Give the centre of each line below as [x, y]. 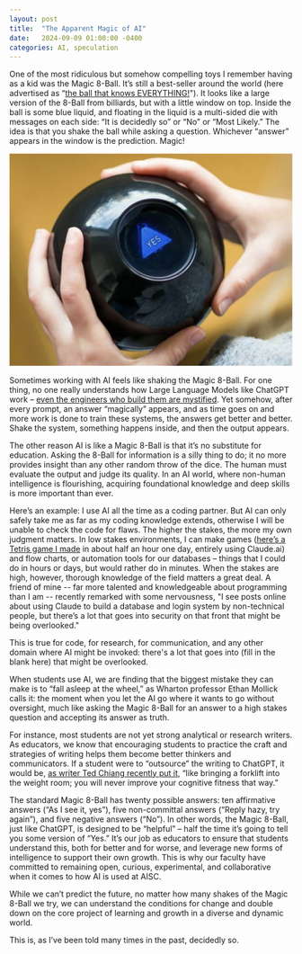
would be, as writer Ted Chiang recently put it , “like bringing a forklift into [145, 772]
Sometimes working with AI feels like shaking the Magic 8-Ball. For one [141, 380]
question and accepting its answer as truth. [89, 717]
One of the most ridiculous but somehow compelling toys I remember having [151, 74]
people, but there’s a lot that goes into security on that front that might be [145, 615]
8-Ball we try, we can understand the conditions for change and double [142, 903]
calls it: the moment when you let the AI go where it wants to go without [142, 698]
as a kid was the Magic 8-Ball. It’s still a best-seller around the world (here [147, 84]
